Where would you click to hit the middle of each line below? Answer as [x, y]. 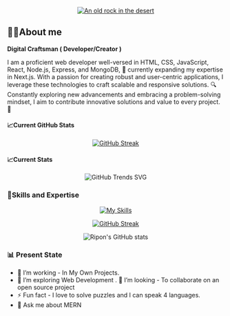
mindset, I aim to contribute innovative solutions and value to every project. [114, 102]
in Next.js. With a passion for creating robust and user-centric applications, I [115, 76]
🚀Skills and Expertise [43, 195]
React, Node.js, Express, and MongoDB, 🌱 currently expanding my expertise [115, 70]
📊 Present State [35, 255]
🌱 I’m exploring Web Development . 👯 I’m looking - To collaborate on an [118, 280]
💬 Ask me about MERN [49, 305]
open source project [46, 287]
